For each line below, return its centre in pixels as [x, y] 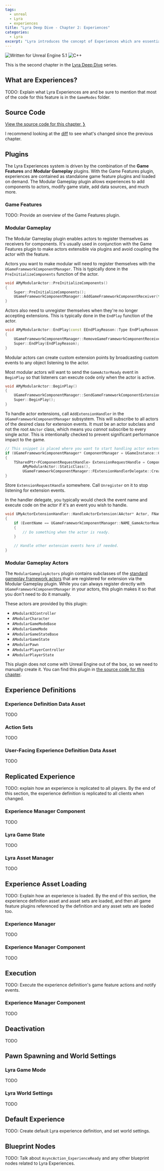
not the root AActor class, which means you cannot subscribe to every [76, 429]
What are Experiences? [41, 80]
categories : [17, 32]
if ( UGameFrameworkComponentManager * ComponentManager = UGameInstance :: [82, 453]
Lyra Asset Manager [29, 858]
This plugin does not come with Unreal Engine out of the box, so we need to [81, 664]
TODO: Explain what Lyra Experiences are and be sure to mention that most [81, 92]
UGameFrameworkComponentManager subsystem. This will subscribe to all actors [82, 419]
